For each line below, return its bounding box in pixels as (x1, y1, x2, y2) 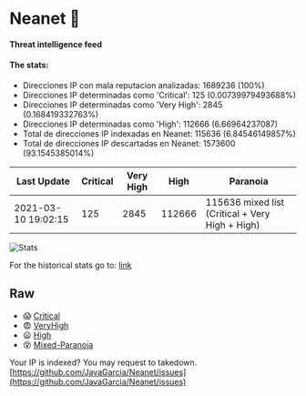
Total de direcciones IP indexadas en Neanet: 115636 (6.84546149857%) (22, 127, 296, 139)
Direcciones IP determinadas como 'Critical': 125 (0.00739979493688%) (22, 89, 297, 100)
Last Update (16, 175, 71, 188)
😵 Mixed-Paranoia (22, 339, 94, 350)
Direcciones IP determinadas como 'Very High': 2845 (22, 99, 223, 110)
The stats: (9, 59, 49, 71)
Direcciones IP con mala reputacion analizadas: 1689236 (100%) (22, 79, 266, 90)
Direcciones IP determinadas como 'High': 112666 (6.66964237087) (22, 118, 279, 129)
